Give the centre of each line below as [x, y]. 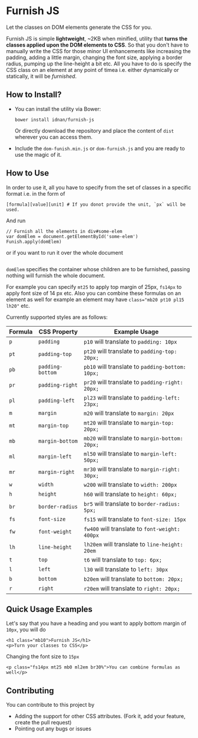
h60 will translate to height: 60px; [130, 494]
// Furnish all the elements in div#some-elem [64, 231]
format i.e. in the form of [36, 193]
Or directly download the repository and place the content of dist [94, 130]
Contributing [30, 691]
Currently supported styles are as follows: [57, 317]
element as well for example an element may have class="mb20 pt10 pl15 [95, 299]
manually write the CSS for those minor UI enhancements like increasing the [99, 51]
